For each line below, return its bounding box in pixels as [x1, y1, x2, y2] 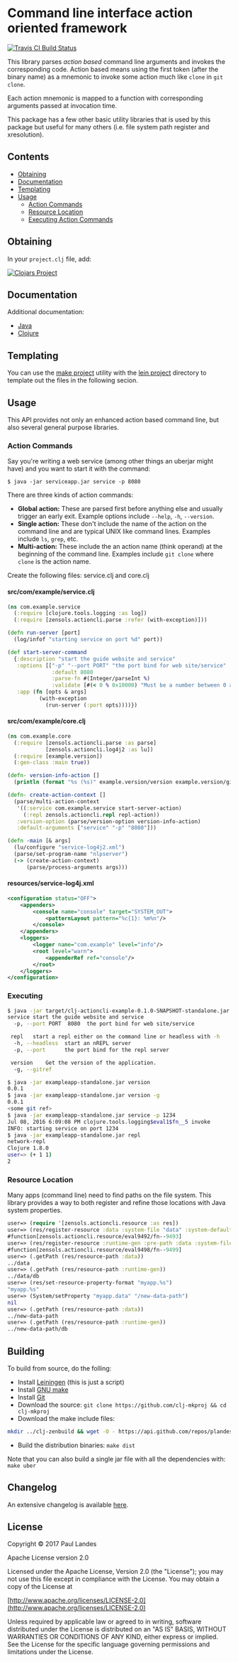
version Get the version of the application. [10, 1059, 157, 1066]
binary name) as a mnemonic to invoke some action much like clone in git [7, 73, 223, 81]
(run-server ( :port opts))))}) [45, 702, 138, 709]
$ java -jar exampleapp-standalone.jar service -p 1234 [7, 1111, 176, 1119]
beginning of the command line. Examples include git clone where [17, 549, 214, 559]
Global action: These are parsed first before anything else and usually [17, 505, 223, 513]
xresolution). [7, 130, 45, 139]
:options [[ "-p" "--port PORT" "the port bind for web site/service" [16, 662, 227, 669]
